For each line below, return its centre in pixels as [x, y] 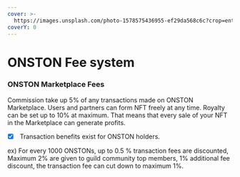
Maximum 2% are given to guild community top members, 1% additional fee [119, 158]
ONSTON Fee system [71, 62]
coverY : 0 [22, 27]
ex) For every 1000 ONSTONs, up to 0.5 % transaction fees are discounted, [118, 151]
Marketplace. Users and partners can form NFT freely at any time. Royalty [116, 107]
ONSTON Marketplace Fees [56, 85]
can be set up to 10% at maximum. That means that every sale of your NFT [117, 115]
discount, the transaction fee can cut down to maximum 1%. [96, 166]
